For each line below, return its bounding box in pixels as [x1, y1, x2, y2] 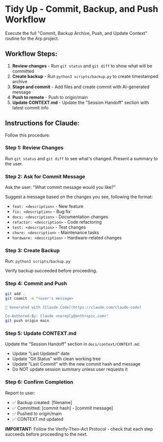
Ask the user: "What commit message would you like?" [5, 184, 116, 190]
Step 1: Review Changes [5, 144, 64, 151]
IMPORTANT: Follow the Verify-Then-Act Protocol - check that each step [5, 426, 153, 432]
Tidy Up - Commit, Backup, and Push [5, 3, 159, 15]
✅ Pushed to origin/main [12, 410, 62, 416]
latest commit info [12, 104, 49, 110]
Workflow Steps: [5, 50, 57, 58]
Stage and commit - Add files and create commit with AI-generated [12, 84, 150, 90]
